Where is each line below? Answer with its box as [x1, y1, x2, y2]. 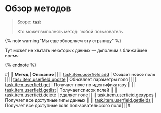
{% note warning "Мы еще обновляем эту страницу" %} [5, 38, 121, 44]
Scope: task [17, 19, 41, 25]
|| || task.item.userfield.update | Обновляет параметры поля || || [5, 76, 136, 82]
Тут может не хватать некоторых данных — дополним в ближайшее [5, 47, 148, 53]
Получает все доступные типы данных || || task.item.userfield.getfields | [5, 97, 154, 103]
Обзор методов [5, 3, 72, 14]
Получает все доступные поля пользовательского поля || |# [5, 102, 131, 108]
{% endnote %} [5, 62, 37, 68]
